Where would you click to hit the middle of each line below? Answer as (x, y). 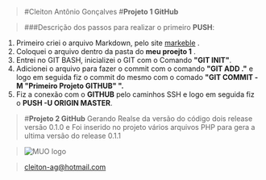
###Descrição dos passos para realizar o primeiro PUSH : (119, 27)
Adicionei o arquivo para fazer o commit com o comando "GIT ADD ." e (135, 69)
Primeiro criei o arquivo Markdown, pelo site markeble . (108, 43)
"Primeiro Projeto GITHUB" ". (74, 86)
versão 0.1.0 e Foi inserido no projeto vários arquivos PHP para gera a (139, 127)
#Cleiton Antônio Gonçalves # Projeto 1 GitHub (101, 12)
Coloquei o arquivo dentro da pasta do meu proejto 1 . (106, 51)
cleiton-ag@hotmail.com (65, 167)
